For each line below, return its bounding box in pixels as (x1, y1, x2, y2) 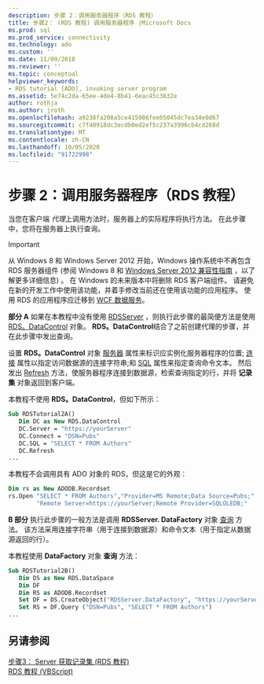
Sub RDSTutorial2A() (8, 410, 76, 418)
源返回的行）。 (8, 534, 53, 543)
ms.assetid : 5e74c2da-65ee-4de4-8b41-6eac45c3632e (8, 92, 178, 100)
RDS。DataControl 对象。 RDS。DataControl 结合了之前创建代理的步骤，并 (8, 322, 250, 331)
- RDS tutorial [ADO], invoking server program (8, 84, 167, 93)
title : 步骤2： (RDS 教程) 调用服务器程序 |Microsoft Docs (8, 19, 191, 27)
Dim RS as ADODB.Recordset (18, 589, 108, 597)
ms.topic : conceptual (8, 70, 79, 78)
